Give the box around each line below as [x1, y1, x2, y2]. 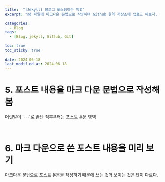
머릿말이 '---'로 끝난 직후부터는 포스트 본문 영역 [5, 114, 97, 120]
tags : [5, 30, 16, 35]
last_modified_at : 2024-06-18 [5, 61, 67, 66]
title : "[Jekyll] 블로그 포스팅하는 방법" [5, 7, 85, 12]
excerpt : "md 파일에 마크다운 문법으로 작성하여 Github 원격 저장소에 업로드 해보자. [5, 12, 158, 17]
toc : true [5, 43, 26, 48]
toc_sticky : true [5, 48, 41, 53]
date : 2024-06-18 [5, 57, 41, 62]
